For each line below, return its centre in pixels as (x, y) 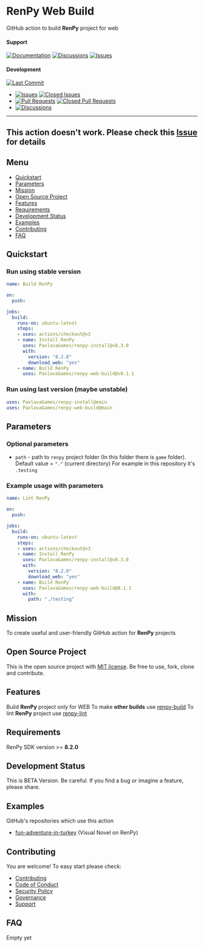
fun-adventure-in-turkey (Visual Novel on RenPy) (76, 833)
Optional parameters (37, 443)
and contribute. (25, 673)
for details (26, 142)
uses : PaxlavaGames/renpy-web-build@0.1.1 (77, 588)
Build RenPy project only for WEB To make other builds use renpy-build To (100, 706)
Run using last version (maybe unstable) (67, 389)
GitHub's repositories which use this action (60, 821)
